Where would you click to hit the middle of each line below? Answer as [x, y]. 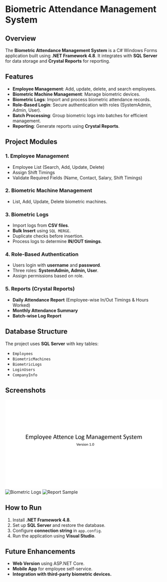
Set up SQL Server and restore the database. [59, 525]
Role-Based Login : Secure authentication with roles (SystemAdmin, [82, 105]
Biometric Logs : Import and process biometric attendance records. [81, 99]
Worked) [21, 305]
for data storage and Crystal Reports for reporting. [58, 61]
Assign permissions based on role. [48, 276]
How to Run [23, 508]
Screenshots [25, 390]
